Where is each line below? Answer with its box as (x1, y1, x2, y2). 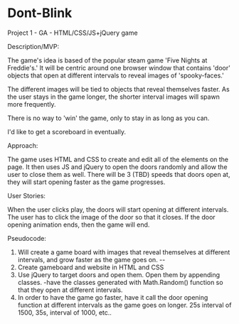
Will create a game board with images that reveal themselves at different (17, 247, 230, 256)
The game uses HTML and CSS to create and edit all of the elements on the (7, 155, 229, 163)
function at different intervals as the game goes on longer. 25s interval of (17, 301, 232, 309)
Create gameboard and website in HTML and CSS (17, 263, 164, 271)
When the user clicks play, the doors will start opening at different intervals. (7, 205, 229, 214)
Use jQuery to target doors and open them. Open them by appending (17, 270, 221, 279)
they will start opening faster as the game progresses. (7, 178, 166, 186)
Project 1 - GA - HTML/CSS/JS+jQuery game (7, 28, 138, 37)
